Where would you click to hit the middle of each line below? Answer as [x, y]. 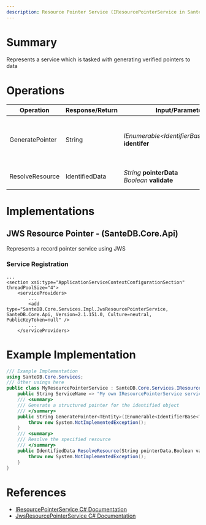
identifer [136, 143]
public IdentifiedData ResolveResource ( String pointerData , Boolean [105, 451]
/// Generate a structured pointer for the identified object [98, 405]
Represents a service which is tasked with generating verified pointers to [98, 59]
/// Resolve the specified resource [64, 440]
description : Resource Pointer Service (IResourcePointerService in [96, 12]
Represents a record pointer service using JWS [66, 248]
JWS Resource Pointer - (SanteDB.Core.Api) [93, 234]
